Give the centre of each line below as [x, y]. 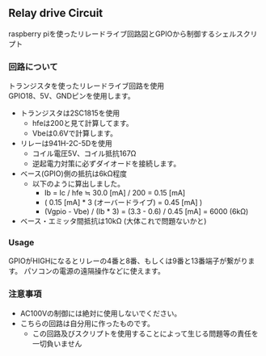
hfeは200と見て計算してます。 [82, 124]
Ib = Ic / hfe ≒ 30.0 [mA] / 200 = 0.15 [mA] [115, 193]
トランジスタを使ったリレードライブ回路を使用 [86, 86]
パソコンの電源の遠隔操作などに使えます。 [95, 271]
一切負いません [57, 343]
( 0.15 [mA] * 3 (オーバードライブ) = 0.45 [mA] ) [123, 203]
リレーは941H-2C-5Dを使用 [66, 144]
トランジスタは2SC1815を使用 [70, 113]
